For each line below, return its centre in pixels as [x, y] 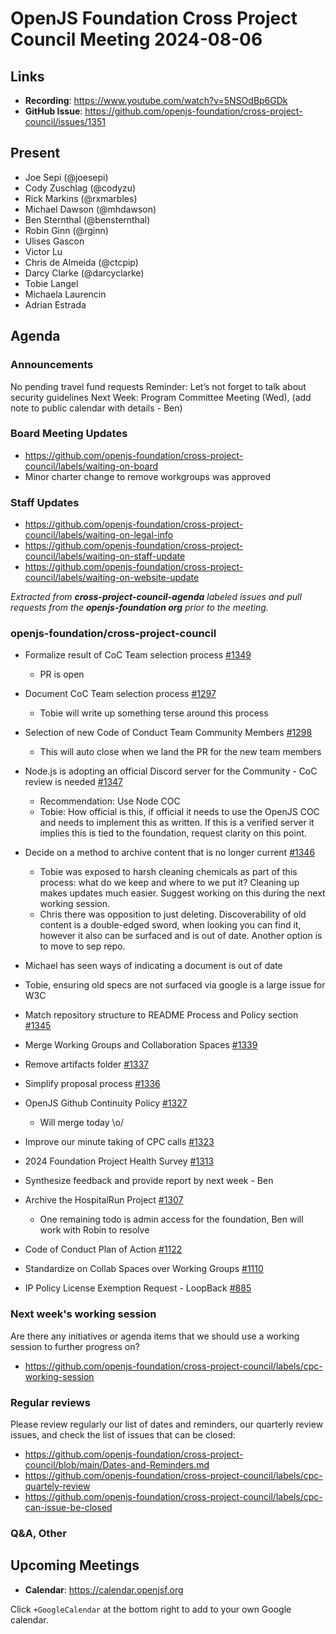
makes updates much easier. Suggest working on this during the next [182, 893]
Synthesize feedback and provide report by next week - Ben [149, 1181]
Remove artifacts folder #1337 [87, 1064]
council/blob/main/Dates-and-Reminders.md [117, 1464]
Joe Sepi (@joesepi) [66, 177]
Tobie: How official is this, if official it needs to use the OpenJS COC [179, 812]
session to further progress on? [75, 1346]
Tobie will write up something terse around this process [154, 713]
